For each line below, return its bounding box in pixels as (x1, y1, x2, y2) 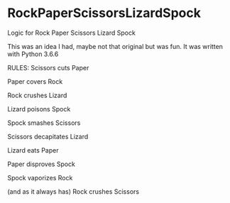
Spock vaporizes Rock (7, 173, 73, 182)
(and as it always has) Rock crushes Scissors (7, 187, 140, 196)
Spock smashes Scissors (7, 119, 81, 127)
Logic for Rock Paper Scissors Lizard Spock (7, 28, 136, 37)
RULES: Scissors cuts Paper (7, 63, 89, 72)
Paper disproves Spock (7, 160, 76, 168)
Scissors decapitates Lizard (7, 132, 89, 141)
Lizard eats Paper (7, 146, 59, 154)
